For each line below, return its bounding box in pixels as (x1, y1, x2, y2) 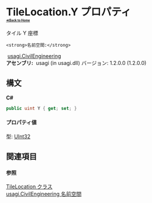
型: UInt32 (6, 133, 31, 140)
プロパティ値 (6, 119, 37, 126)
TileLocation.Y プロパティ (6, 5, 132, 19)
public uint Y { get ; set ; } (6, 105, 77, 111)
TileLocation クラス (6, 183, 53, 190)
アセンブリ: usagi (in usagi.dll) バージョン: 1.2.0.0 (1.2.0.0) (6, 59, 147, 66)
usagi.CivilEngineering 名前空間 (6, 191, 82, 198)
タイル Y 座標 (6, 29, 39, 36)
